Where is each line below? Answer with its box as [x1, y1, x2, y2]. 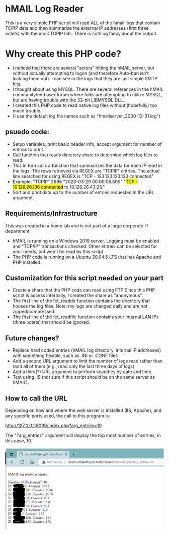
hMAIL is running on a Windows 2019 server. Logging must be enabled [12, 237, 159, 244]
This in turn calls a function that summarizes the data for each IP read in [12, 162, 162, 168]
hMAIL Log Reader [5, 3, 84, 15]
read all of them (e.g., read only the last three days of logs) [12, 364, 135, 370]
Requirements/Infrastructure [5, 209, 98, 218]
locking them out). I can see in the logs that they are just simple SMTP [12, 75, 157, 81]
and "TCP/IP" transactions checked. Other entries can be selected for [12, 243, 157, 249]
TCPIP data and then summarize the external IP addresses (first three [5, 25, 149, 31]
